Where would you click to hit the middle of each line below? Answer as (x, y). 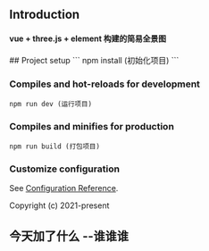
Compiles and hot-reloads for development (105, 84)
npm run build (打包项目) (55, 146)
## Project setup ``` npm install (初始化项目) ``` (94, 60)
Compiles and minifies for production (92, 126)
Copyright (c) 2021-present (59, 205)
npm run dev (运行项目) (50, 104)
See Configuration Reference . (64, 188)
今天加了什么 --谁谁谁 (69, 236)
